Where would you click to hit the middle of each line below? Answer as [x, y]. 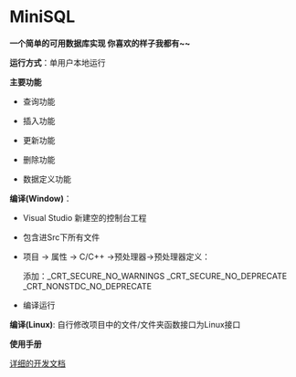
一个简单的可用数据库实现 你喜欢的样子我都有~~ [100, 43]
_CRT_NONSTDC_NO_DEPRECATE [87, 286]
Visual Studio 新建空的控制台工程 [85, 217]
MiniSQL [42, 17]
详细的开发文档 [37, 363]
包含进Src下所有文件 [61, 237]
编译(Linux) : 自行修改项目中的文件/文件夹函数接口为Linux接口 [125, 324]
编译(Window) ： [41, 198]
